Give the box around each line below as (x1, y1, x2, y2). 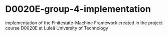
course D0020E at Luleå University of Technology (5, 25, 109, 31)
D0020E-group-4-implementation (5, 3, 151, 15)
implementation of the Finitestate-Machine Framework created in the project (5, 20, 163, 26)
